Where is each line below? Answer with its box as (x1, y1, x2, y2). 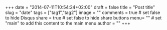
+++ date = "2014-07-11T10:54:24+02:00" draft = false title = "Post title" (5, 4, 155, 10)
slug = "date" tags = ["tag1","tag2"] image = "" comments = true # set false (5, 9, 160, 15)
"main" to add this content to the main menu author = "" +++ (5, 20, 131, 26)
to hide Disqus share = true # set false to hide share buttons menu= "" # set (5, 15, 162, 20)
